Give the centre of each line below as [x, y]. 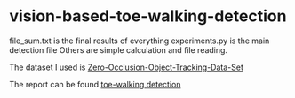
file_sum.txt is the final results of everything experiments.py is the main [140, 41]
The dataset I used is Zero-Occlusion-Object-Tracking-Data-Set [127, 67]
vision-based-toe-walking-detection [148, 16]
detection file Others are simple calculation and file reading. [119, 49]
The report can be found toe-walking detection [95, 84]
